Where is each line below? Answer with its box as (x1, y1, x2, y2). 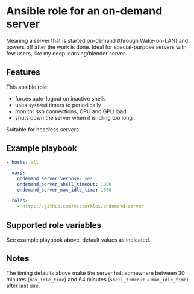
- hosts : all (6, 159, 39, 165)
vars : (11, 170, 26, 176)
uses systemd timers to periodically (14, 101, 101, 108)
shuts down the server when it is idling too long (14, 114, 133, 121)
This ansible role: (6, 83, 49, 90)
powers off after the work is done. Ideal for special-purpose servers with (6, 43, 187, 51)
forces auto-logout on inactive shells (14, 95, 107, 102)
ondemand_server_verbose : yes (17, 176, 93, 182)
